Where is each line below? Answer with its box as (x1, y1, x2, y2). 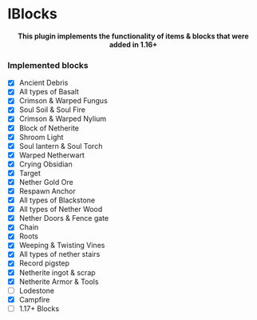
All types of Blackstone (18, 195, 96, 205)
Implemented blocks (7, 59, 89, 70)
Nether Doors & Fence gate (18, 214, 109, 223)
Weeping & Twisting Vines (18, 241, 105, 250)
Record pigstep (18, 258, 69, 268)
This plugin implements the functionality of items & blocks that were (18, 31, 249, 41)
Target (18, 168, 42, 178)
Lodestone (18, 286, 55, 295)
